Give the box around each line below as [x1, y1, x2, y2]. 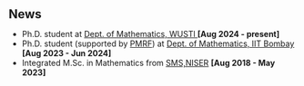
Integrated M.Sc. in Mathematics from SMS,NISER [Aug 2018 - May [21, 58, 276, 68]
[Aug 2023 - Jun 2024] [21, 48, 112, 58]
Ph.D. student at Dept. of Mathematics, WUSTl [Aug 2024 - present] [21, 29, 279, 39]
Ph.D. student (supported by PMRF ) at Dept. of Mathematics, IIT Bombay [21, 38, 295, 49]
